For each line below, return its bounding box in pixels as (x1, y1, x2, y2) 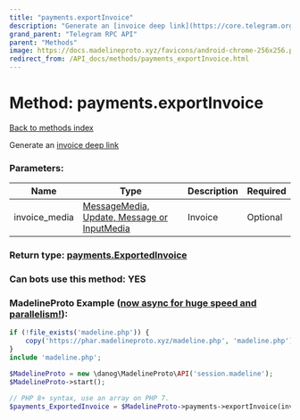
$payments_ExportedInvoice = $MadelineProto (9, 402, 178, 411)
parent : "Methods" (9, 37, 78, 47)
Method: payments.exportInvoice (9, 93, 264, 113)
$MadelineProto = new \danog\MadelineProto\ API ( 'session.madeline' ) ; (9, 369, 274, 378)
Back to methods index (9, 122, 94, 133)
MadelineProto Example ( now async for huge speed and (9, 297, 257, 309)
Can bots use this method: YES (9, 273, 146, 285)
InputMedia (82, 222, 131, 235)
